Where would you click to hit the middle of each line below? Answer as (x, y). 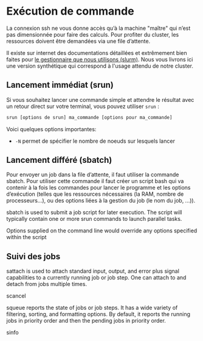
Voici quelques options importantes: (51, 129)
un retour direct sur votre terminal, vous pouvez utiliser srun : (83, 106)
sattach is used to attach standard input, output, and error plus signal (93, 271)
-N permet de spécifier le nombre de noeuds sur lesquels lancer (95, 141)
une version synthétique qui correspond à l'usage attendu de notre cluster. (100, 66)
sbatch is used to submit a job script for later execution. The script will (94, 212)
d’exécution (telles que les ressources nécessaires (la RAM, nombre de (95, 194)
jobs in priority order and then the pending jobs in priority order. (86, 321)
